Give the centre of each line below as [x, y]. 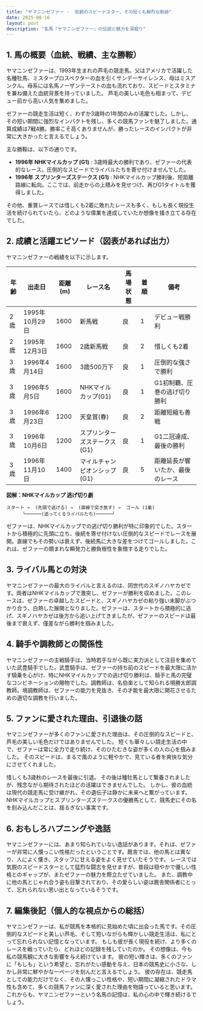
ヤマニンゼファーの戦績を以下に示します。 [59, 257]
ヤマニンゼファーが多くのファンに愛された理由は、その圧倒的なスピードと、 [101, 734]
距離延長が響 [173, 461]
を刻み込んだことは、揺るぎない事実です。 [59, 808]
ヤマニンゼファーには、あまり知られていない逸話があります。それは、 [93, 845]
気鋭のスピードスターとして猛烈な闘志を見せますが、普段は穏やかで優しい [99, 867]
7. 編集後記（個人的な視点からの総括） [78, 911]
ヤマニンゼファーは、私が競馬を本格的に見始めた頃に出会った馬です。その [99, 926]
